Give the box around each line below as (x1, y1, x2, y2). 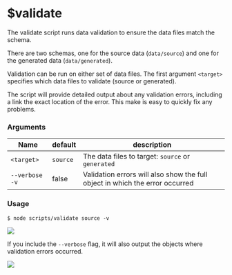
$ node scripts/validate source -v (7, 214, 110, 222)
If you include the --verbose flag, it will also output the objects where (7, 240, 203, 248)
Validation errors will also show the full (82, 170, 208, 179)
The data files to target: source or (82, 152, 190, 161)
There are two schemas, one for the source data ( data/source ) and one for (7, 49, 220, 57)
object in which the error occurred (82, 179, 194, 188)
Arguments (7, 122, 46, 132)
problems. (7, 105, 36, 113)
